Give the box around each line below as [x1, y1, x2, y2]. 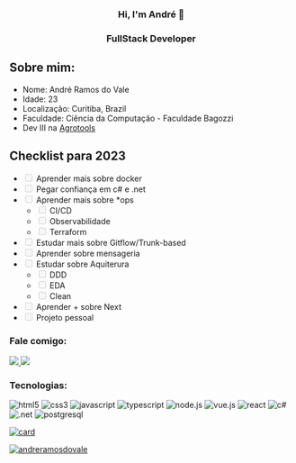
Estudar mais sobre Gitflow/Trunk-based [35, 238, 186, 249]
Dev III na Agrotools [22, 122, 96, 133]
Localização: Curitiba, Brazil [22, 103, 127, 113]
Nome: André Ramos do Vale [22, 84, 130, 95]
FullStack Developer [106, 32, 196, 44]
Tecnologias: [9, 378, 67, 391]
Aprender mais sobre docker [35, 173, 142, 184]
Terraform [49, 227, 87, 238]
